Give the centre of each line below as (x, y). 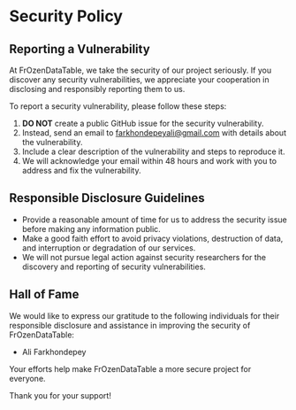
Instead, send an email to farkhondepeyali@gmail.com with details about (154, 133)
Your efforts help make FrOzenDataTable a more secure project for (130, 368)
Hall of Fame (44, 294)
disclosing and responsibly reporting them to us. (97, 89)
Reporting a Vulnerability (80, 49)
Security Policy (66, 16)
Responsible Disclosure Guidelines (107, 198)
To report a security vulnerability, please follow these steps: (118, 106)
